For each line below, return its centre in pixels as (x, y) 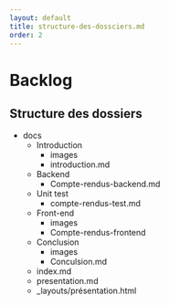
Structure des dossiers (76, 114)
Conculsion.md (79, 262)
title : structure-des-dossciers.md (77, 26)
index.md (54, 271)
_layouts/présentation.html (86, 291)
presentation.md (67, 281)
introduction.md (80, 164)
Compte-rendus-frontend (98, 233)
